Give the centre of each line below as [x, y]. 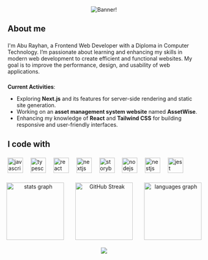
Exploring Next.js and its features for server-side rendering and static [104, 99]
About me [27, 29]
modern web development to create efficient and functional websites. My [100, 59]
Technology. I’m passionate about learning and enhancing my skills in [95, 52]
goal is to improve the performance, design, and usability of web [89, 65]
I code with [29, 144]
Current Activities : [32, 87]
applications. [24, 72]
